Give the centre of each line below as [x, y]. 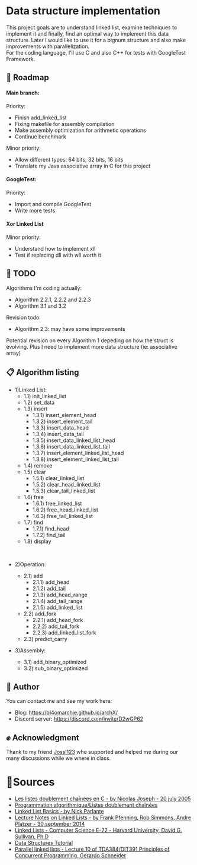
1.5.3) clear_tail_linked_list [64, 491]
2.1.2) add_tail [49, 588]
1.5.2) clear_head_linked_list [66, 484]
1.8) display [37, 541]
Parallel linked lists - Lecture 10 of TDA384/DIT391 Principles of [92, 849]
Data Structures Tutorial [43, 843]
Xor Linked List [25, 224]
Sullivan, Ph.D [32, 836]
